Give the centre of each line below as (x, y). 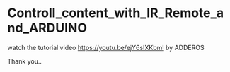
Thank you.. (25, 61)
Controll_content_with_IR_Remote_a (116, 13)
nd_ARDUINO (47, 28)
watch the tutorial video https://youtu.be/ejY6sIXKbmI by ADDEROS (106, 47)
